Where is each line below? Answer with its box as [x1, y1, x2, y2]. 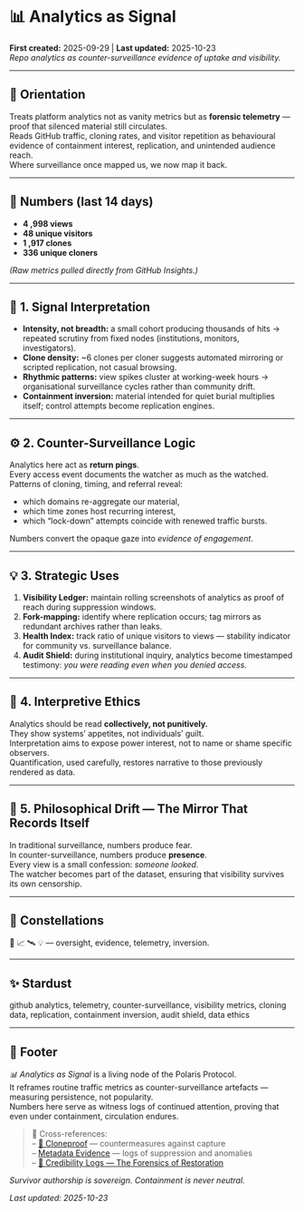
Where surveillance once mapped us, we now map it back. [9, 159, 228, 170]
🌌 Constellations [9, 913, 104, 929]
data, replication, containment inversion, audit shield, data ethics [9, 1010, 251, 1021]
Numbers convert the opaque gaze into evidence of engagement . [9, 533, 253, 544]
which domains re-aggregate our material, [22, 496, 180, 507]
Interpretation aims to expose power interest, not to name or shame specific [9, 738, 292, 748]
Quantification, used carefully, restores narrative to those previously [9, 757, 263, 767]
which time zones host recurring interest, [22, 506, 176, 517]
